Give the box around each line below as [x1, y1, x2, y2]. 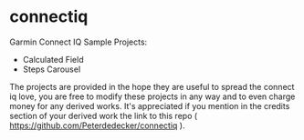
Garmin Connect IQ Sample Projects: [9, 36, 148, 47]
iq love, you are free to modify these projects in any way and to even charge [9, 91, 296, 102]
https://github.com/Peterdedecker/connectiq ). [9, 120, 185, 131]
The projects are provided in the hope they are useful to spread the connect [9, 81, 295, 92]
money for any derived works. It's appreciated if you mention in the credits [9, 100, 290, 111]
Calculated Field [22, 54, 84, 65]
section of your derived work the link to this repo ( [9, 110, 198, 121]
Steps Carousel [22, 64, 81, 75]
